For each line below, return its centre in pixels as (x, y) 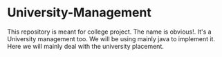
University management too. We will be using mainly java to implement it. (111, 38)
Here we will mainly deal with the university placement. (85, 46)
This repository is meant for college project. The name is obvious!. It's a (110, 32)
